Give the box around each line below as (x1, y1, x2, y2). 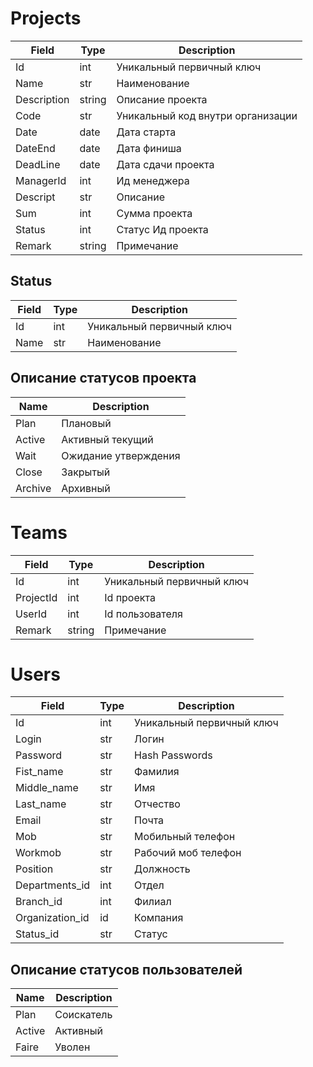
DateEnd (15, 141, 56, 155)
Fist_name (15, 765, 64, 779)
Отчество (134, 797, 181, 811)
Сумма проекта (116, 206, 193, 220)
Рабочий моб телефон (134, 846, 242, 860)
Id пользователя (104, 607, 183, 621)
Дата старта (116, 125, 177, 139)
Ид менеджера (116, 173, 190, 187)
